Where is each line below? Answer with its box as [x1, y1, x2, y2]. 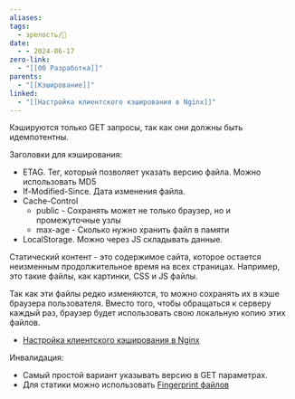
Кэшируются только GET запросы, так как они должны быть [9, 122, 243, 133]
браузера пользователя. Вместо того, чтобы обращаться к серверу [9, 298, 271, 309]
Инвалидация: [9, 352, 64, 363]
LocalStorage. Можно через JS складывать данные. [22, 234, 224, 245]
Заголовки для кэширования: [9, 149, 123, 160]
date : [9, 38, 30, 48]
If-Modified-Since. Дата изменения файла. [22, 186, 186, 197]
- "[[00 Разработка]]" [17, 64, 103, 73]
